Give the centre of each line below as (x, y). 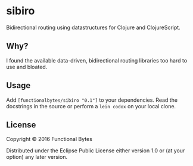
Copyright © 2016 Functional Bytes (49, 139)
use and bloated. (27, 67)
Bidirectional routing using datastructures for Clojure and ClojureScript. (93, 27)
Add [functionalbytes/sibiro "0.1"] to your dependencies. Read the (92, 100)
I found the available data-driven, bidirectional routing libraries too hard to (97, 60)
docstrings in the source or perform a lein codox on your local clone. (91, 106)
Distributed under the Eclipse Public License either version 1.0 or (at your (96, 151)
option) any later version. (37, 157)
